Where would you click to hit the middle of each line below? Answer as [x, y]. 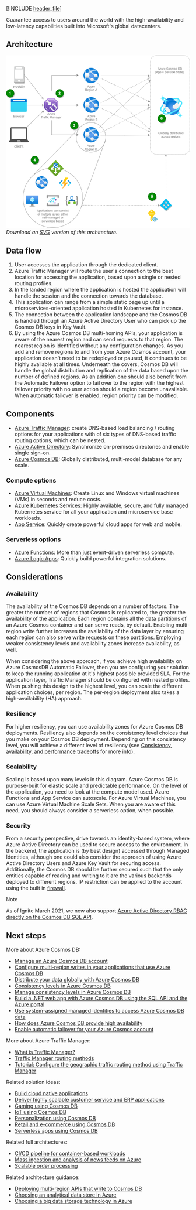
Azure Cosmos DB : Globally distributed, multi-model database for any [98, 459]
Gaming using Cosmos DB [46, 1106]
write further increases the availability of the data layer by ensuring [103, 631]
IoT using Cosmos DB [40, 1112]
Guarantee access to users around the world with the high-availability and [95, 20]
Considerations [35, 577]
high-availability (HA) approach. [44, 699]
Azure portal [29, 1004]
